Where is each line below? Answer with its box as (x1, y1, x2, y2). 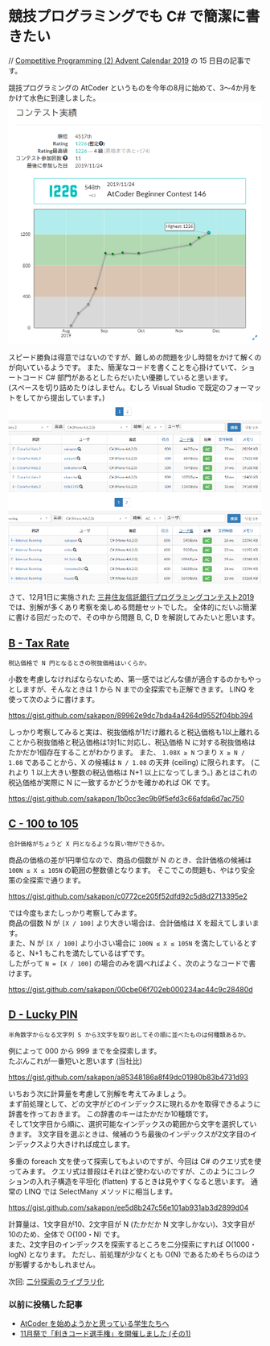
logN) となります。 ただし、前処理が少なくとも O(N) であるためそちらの (8, 1249, 247, 1259)
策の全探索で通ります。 (8, 875, 86, 885)
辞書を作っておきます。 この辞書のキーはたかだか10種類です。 (8, 1109, 213, 1119)
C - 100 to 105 (8, 817, 79, 831)
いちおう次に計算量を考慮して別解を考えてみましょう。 (8, 1089, 191, 1099)
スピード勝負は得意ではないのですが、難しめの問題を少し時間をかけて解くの (8, 352, 262, 363)
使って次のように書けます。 (8, 695, 99, 704)
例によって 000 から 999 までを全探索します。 (8, 1045, 162, 1056)
